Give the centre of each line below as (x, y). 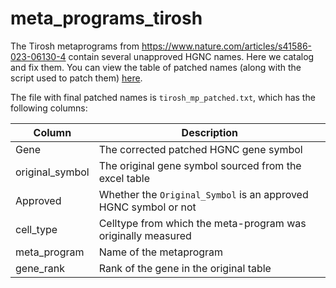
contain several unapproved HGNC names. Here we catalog (191, 56)
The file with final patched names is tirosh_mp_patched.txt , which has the (163, 97)
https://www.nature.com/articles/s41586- (227, 46)
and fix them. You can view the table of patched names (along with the (156, 67)
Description (210, 132)
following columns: (49, 108)
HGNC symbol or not (147, 207)
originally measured (145, 235)
